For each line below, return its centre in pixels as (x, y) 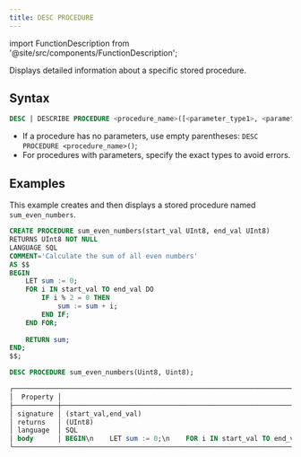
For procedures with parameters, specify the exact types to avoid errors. (156, 155)
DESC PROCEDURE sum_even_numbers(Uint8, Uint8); (102, 373)
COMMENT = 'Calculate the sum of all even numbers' (104, 256)
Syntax (30, 98)
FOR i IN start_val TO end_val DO (90, 290)
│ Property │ (36, 397)
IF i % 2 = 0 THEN (76, 298)
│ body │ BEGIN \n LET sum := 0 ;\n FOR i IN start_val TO (140, 439)
